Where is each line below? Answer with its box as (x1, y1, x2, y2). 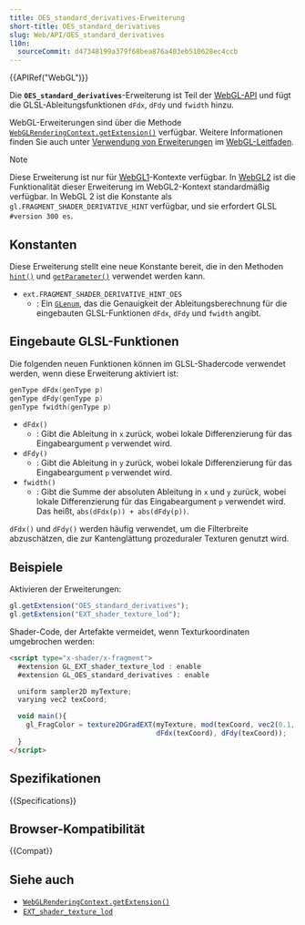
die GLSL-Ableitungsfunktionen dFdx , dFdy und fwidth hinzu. (9, 99, 234, 110)
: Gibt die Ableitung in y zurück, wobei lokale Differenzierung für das (36, 457, 293, 469)
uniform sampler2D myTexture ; (17, 686, 132, 696)
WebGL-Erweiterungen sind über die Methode (9, 117, 182, 128)
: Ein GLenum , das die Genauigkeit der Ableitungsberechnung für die (36, 298, 288, 309)
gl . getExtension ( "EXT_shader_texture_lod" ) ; (9, 610, 181, 619)
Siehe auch (9, 871, 75, 888)
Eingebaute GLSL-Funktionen (9, 334, 179, 350)
